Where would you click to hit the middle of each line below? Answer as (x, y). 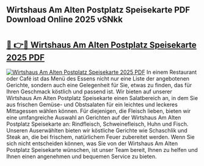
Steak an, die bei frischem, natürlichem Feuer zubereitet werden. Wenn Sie (101, 137)
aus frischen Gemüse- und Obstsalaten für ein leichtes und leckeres (92, 104)
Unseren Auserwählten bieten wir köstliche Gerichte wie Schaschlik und (97, 130)
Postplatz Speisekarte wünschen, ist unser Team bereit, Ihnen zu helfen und (102, 150)
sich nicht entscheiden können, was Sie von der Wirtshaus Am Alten (92, 143)
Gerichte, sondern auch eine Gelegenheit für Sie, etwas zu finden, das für (99, 85)
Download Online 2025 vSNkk (65, 20)
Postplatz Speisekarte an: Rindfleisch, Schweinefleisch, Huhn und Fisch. (97, 124)
